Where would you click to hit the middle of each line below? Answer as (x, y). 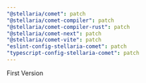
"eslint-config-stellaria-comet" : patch (67, 46)
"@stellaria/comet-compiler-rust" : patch (68, 27)
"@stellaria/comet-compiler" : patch (60, 20)
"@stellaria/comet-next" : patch (54, 33)
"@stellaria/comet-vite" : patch (54, 40)
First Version (25, 73)
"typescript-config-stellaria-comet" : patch (73, 53)
